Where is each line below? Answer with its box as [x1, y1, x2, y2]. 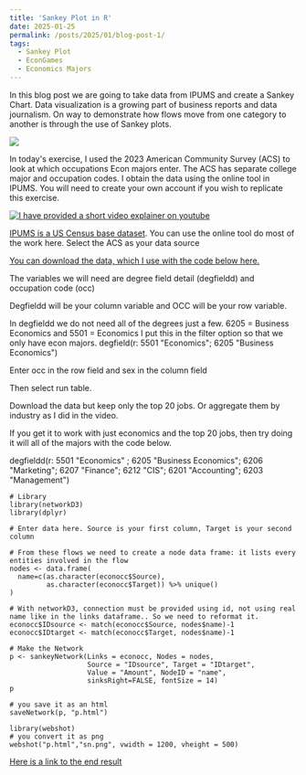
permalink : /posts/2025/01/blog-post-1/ [9, 30, 166, 39]
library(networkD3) [9, 500, 84, 509]
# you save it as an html [9, 700, 108, 709]
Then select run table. [9, 382, 92, 393]
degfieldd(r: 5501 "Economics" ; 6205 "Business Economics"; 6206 [9, 454, 263, 466]
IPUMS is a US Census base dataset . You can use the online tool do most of [9, 228, 295, 239]
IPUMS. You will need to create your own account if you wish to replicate [9, 182, 283, 193]
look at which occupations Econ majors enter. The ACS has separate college [9, 163, 297, 174]
